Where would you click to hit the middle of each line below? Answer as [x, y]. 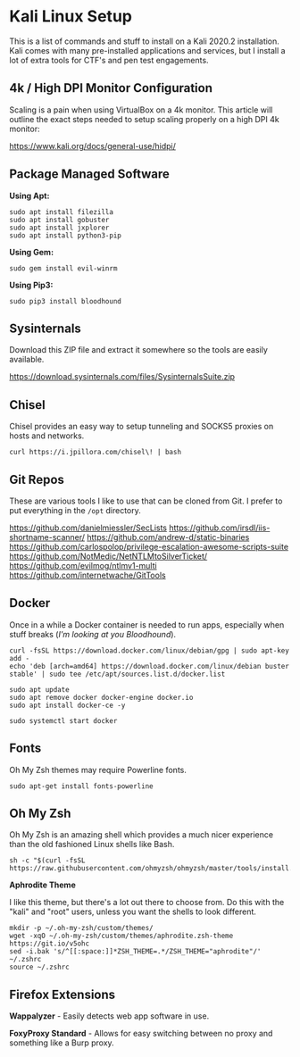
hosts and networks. [47, 436]
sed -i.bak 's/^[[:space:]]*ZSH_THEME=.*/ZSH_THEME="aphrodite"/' [135, 952]
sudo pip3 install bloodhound [66, 301]
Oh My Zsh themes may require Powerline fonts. [98, 770]
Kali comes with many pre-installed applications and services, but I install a [147, 50]
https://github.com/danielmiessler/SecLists [88, 528]
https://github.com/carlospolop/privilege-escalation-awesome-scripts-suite [149, 547]
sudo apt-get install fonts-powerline [81, 786]
